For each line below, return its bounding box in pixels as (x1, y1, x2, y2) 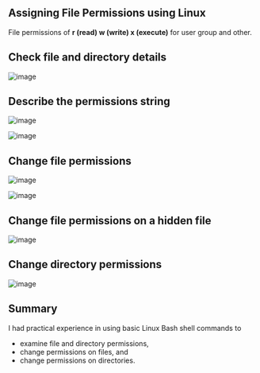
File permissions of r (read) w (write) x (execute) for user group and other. (8, 27, 252, 37)
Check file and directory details (8, 51, 167, 64)
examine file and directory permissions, (19, 338, 149, 348)
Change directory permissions (8, 258, 162, 271)
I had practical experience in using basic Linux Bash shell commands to (8, 323, 242, 332)
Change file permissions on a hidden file (8, 214, 212, 227)
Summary (8, 302, 58, 316)
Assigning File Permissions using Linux (8, 6, 206, 20)
